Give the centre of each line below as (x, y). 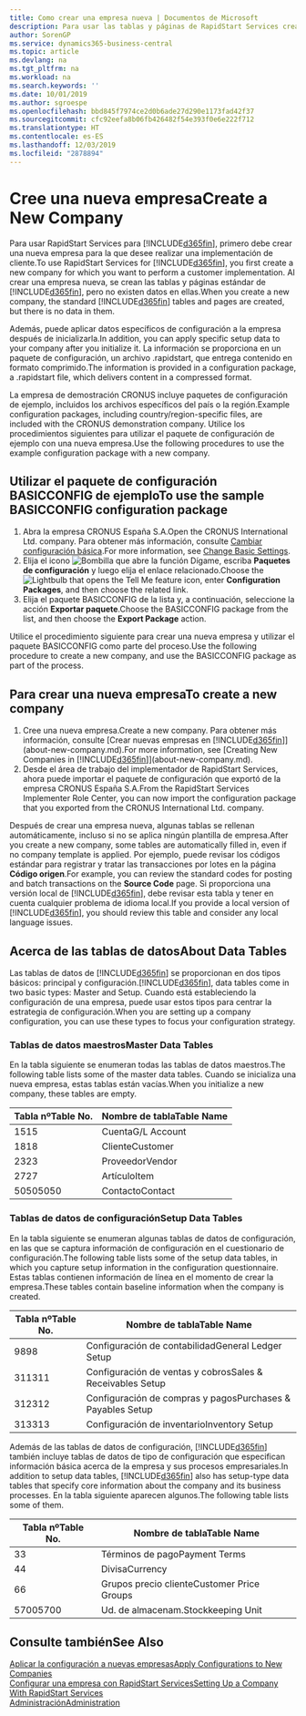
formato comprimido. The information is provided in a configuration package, (153, 367)
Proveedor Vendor (139, 1161)
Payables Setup (119, 1409)
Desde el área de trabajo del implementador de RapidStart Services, (150, 769)
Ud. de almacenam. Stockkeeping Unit (182, 1609)
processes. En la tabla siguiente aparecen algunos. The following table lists (149, 1495)
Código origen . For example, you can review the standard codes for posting (151, 874)
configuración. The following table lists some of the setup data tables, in (143, 1258)
